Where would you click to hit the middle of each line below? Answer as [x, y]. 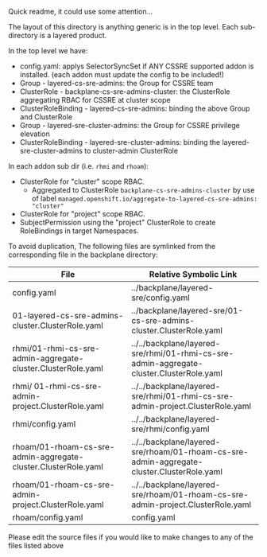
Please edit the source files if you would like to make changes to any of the [131, 537]
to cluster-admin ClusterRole [132, 151]
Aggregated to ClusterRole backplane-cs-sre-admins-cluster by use [143, 190]
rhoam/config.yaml [48, 518]
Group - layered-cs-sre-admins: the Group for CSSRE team [116, 83]
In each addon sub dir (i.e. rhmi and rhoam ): [79, 166]
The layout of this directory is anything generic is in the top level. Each [123, 27]
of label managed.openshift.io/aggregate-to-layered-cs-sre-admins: [145, 199]
